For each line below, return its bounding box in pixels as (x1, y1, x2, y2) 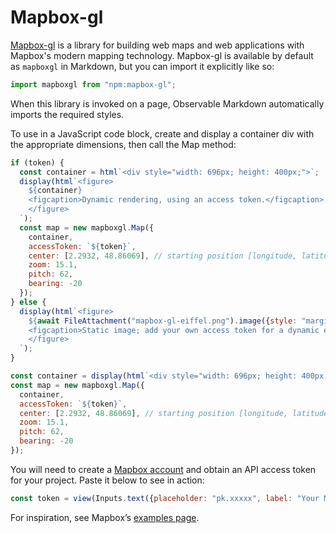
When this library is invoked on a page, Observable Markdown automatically (10, 97, 325, 110)
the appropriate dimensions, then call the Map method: (10, 138, 237, 150)
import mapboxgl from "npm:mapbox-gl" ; (10, 79, 177, 90)
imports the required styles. (10, 108, 125, 120)
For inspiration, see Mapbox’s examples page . (10, 511, 200, 523)
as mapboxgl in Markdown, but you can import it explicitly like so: (10, 60, 275, 72)
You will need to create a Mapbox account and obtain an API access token (10, 463, 317, 475)
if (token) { (10, 157, 65, 168)
